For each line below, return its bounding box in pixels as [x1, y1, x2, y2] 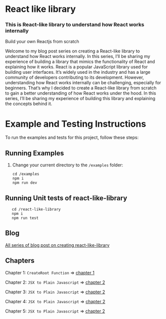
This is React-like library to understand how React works [5, 21, 145, 28]
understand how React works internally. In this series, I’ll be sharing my [5, 53, 150, 59]
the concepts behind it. [5, 101, 53, 107]
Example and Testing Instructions [5, 118, 146, 129]
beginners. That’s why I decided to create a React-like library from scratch [5, 85, 157, 91]
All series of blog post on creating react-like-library [5, 242, 110, 248]
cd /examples [12, 172, 40, 177]
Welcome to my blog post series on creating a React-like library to [5, 48, 140, 54]
